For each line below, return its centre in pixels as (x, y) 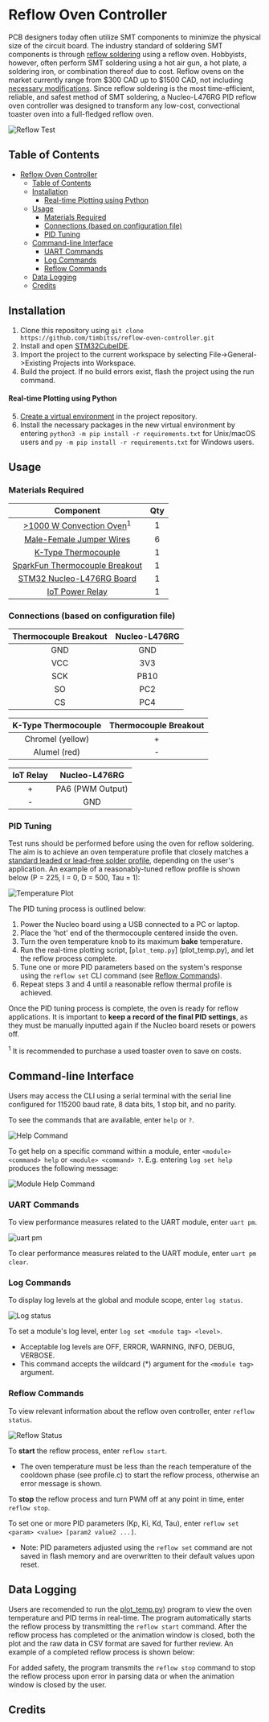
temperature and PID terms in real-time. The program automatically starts (130, 1617)
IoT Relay (30, 776)
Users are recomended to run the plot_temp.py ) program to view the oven (130, 1609)
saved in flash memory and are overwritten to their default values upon (137, 1555)
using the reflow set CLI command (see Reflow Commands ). (121, 976)
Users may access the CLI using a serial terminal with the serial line (120, 1095)
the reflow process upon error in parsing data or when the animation (121, 1676)
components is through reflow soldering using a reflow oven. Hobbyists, (128, 54)
